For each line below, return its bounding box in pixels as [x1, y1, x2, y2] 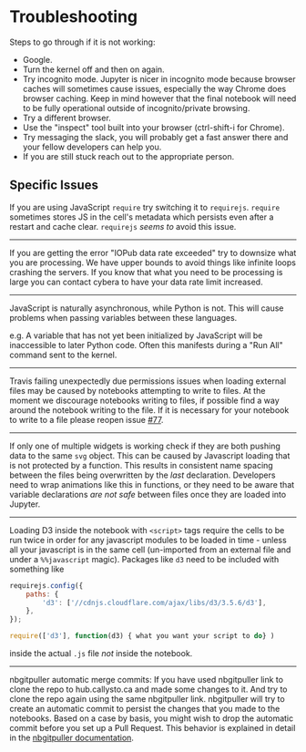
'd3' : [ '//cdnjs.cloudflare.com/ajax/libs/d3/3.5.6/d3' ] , [42, 598, 267, 607]
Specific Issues [9, 178, 98, 193]
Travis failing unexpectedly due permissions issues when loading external [9, 376, 287, 386]
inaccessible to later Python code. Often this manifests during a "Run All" [9, 339, 284, 350]
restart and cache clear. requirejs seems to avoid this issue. [9, 221, 237, 232]
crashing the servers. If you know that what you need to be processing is [9, 266, 283, 277]
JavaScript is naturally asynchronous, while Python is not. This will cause [9, 303, 284, 314]
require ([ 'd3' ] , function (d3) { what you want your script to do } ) [9, 632, 275, 641]
